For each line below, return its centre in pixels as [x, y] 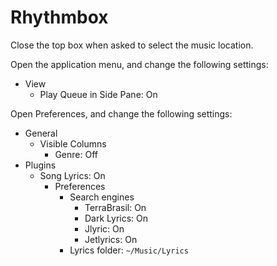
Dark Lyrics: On [116, 218]
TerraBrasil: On [115, 207]
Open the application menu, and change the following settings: [139, 64]
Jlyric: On [104, 228]
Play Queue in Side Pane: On [98, 94]
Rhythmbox [59, 17]
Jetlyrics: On [111, 239]
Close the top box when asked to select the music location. [132, 45]
